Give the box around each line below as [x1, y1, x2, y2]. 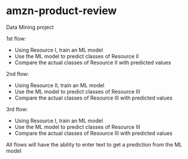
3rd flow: [6, 105, 28, 112]
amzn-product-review [6, 4, 117, 18]
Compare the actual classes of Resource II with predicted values [14, 59, 171, 66]
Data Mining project [6, 24, 54, 31]
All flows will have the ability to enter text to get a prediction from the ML [6, 141, 183, 148]
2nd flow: [6, 70, 29, 77]
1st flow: [6, 35, 27, 42]
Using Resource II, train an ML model [14, 81, 105, 89]
